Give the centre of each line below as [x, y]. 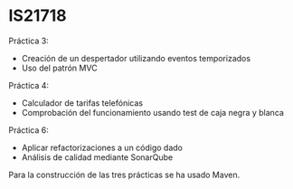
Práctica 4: [29, 85]
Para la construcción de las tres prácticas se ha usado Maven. [124, 175]
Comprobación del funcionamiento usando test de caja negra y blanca [152, 112]
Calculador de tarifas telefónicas [82, 103]
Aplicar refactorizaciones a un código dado [102, 147]
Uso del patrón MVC [59, 68]
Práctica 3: [28, 41]
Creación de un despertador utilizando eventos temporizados [136, 58]
